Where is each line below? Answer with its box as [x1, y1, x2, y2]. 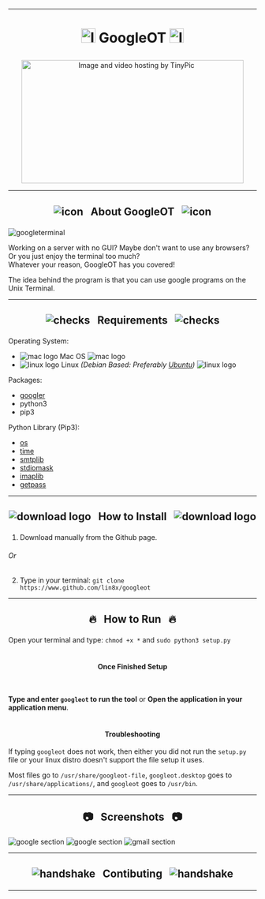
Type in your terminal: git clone [19, 575, 125, 585]
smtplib [19, 455, 44, 464]
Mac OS [59, 351, 86, 361]
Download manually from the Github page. [19, 533, 158, 542]
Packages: [8, 375, 43, 384]
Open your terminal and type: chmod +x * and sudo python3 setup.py [8, 635, 231, 644]
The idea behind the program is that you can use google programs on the [8, 275, 247, 284]
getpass [19, 479, 47, 489]
